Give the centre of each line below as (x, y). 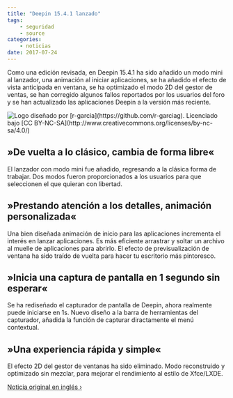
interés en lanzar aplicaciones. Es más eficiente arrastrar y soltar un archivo (116, 240)
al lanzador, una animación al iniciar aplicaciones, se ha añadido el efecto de (117, 79)
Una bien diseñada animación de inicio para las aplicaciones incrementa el (114, 234)
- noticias (35, 46)
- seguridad (37, 26)
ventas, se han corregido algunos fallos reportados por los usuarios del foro (116, 94)
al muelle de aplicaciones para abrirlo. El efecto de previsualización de (108, 248)
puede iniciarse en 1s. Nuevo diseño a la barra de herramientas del (103, 313)
